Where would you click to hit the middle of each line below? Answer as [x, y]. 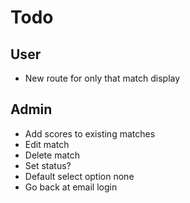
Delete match [52, 155]
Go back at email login [71, 187]
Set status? [48, 165]
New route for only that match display [102, 78]
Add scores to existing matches [90, 133]
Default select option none [79, 176]
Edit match [47, 144]
